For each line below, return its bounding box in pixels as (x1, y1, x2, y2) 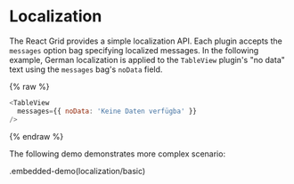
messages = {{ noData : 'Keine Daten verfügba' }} (17, 107, 198, 116)
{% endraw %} (9, 131, 64, 141)
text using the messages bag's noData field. (9, 64, 163, 75)
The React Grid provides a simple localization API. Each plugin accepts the (9, 36, 282, 46)
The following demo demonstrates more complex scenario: (9, 148, 225, 159)
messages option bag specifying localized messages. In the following (9, 44, 259, 55)
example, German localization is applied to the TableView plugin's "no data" (9, 54, 285, 65)
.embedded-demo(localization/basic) (9, 165, 146, 176)
